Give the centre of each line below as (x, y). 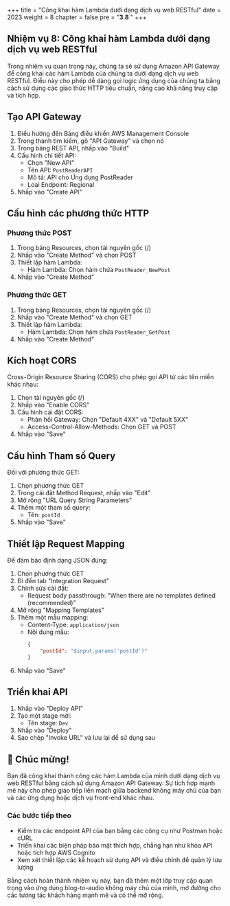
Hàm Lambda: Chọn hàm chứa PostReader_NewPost (99, 270)
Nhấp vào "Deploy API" (50, 709)
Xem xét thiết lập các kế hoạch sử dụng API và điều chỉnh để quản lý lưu (119, 860)
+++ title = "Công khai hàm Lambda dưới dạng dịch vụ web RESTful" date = (114, 10)
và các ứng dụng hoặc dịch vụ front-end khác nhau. (81, 798)
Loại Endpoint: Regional (61, 184)
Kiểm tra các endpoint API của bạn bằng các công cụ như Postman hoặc (120, 830)
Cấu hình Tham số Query (61, 456)
